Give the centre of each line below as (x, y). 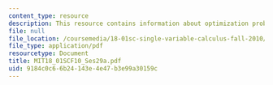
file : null (27, 31)
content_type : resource (49, 16)
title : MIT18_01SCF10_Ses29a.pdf (65, 62)
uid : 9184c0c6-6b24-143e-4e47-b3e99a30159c (83, 69)
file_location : (34, 38)
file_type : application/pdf (56, 46)
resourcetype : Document (49, 53)
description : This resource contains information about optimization (129, 23)
